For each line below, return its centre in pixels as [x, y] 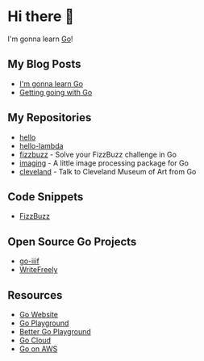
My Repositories [50, 118]
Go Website [38, 315]
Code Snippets [46, 197]
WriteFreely [38, 270]
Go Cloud [35, 340]
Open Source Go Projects [72, 241]
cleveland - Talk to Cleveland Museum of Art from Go [108, 171]
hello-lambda [41, 145]
